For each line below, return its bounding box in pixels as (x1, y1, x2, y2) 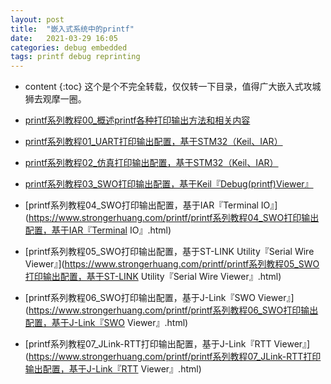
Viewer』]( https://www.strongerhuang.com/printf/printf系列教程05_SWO (24, 258, 320, 270)
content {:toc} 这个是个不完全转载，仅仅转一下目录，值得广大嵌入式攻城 (24, 81, 322, 93)
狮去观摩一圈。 (24, 93, 87, 105)
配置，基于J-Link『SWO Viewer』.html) (24, 317, 189, 329)
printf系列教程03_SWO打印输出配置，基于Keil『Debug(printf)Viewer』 (24, 178, 314, 190)
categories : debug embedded (10, 42, 128, 53)
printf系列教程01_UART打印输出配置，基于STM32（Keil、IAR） (24, 136, 283, 148)
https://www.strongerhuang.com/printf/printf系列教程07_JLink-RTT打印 (28, 351, 322, 363)
